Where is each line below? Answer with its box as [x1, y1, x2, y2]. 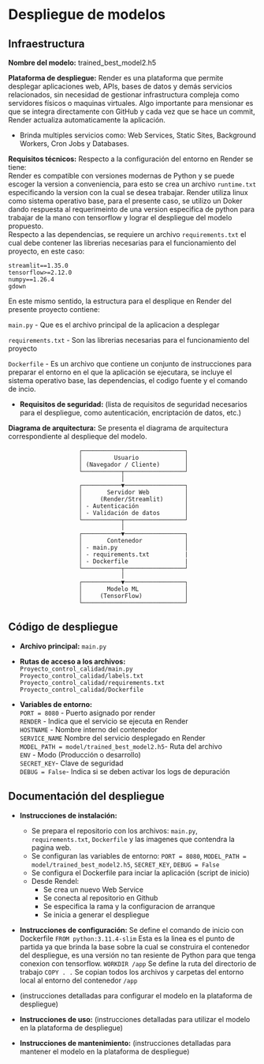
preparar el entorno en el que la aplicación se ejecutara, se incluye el [8, 367, 232, 377]
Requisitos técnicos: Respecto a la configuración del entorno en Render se [8, 154, 254, 164]
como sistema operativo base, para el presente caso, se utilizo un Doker [8, 196, 243, 205]
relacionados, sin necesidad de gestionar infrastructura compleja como [8, 90, 240, 100]
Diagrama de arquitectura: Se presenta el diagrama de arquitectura [8, 423, 229, 432]
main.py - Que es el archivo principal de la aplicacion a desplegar [8, 320, 220, 329]
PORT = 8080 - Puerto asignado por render [19, 708, 156, 717]
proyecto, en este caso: [8, 246, 85, 256]
